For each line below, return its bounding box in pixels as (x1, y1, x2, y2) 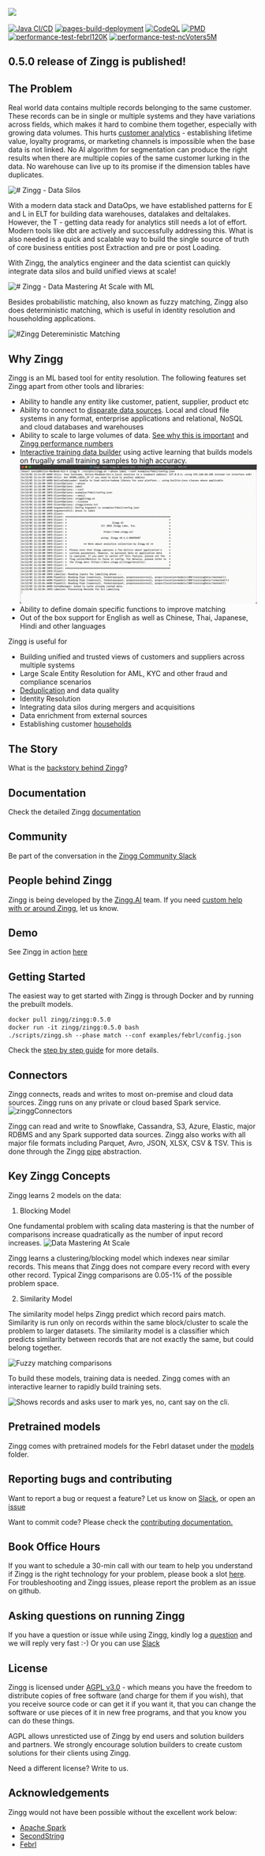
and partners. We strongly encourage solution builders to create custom (8, 1740, 243, 1749)
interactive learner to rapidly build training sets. (8, 1382, 162, 1391)
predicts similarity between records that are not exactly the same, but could (8, 1334, 254, 1344)
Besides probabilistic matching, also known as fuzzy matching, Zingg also (8, 297, 248, 307)
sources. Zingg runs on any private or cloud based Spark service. (8, 1098, 222, 1107)
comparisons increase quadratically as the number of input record (8, 1230, 223, 1239)
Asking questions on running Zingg (8, 1609, 185, 1623)
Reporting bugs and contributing (8, 1472, 172, 1486)
